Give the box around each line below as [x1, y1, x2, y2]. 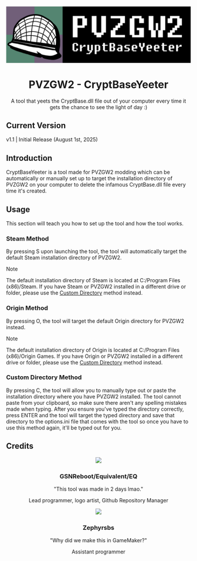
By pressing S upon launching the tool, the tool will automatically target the [6, 248, 187, 255]
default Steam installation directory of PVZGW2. [6, 254, 122, 261]
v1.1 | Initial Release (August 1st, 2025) [6, 136, 98, 143]
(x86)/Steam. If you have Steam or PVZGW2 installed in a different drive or [6, 283, 186, 290]
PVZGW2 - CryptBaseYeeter [28, 77, 169, 91]
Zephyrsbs [83, 523, 114, 532]
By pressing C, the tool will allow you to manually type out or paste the [6, 387, 176, 394]
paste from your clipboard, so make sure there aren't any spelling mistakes [6, 399, 187, 406]
